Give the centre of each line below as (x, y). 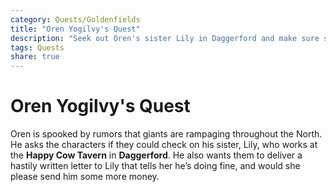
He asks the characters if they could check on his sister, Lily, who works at (164, 145)
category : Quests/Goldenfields (75, 19)
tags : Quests (37, 47)
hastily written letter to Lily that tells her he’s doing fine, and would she (155, 166)
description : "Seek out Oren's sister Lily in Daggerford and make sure (165, 38)
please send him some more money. (85, 177)
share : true (35, 57)
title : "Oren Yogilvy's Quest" (75, 29)
